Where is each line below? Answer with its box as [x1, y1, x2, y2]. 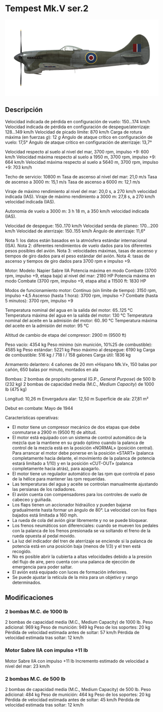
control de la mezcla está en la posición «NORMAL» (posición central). [12, 444, 154, 451]
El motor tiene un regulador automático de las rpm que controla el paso [12, 471, 155, 477]
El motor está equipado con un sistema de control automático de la [12, 434, 147, 440]
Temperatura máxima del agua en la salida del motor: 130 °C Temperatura [5, 312, 153, 318]
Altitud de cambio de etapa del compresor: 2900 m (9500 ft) [5, 332, 127, 338]
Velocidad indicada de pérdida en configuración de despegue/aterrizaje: [5, 124, 151, 130]
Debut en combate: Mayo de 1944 [5, 405, 73, 411]
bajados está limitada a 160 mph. [12, 512, 78, 518]
